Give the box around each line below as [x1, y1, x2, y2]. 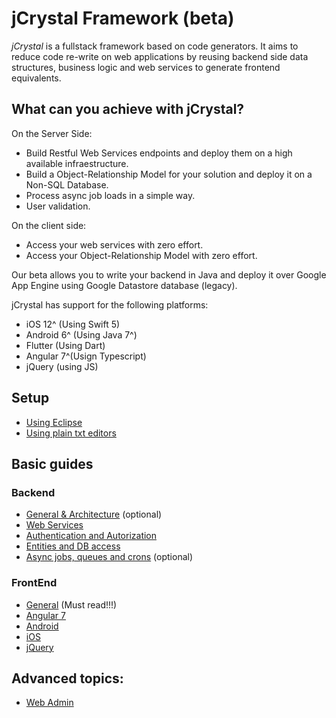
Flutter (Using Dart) [25, 339, 106, 351]
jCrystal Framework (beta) [11, 7, 235, 30]
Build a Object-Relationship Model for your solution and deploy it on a [25, 168, 313, 180]
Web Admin [25, 697, 74, 709]
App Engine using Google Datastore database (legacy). [11, 279, 238, 291]
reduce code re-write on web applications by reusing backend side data [11, 50, 309, 62]
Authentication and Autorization [25, 530, 158, 542]
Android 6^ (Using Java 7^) [25, 328, 138, 341]
